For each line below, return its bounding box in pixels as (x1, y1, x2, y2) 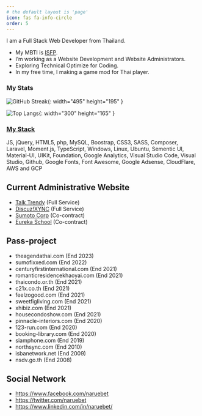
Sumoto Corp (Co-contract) (15, 212, 85, 219)
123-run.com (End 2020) (15, 324, 78, 331)
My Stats (6, 84, 34, 92)
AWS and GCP (6, 165, 43, 172)
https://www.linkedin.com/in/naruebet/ (15, 403, 113, 410)
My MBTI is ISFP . (15, 49, 58, 56)
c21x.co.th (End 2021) (15, 284, 70, 292)
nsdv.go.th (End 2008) (15, 356, 72, 363)
